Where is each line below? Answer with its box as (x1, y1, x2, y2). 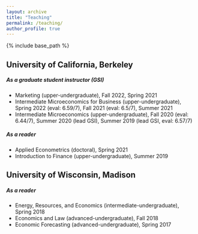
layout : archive (6, 8, 47, 15)
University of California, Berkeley (6, 60, 133, 70)
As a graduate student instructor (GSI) (6, 76, 104, 84)
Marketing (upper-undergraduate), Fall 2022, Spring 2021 (14, 91, 157, 99)
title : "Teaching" (6, 14, 52, 20)
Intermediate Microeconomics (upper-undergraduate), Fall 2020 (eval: (14, 111, 189, 118)
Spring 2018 (14, 208, 45, 215)
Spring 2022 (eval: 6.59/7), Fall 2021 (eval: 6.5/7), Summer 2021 (14, 104, 173, 111)
